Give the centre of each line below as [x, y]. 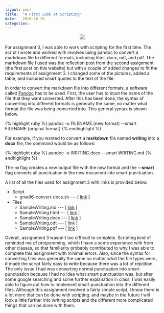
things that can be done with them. [40, 305]
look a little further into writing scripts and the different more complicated [79, 300]
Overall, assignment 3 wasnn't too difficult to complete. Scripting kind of [78, 238]
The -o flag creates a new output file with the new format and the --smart [80, 168]
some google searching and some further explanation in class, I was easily [80, 279]
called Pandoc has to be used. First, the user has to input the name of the [79, 93]
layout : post [18, 10]
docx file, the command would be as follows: [50, 144]
